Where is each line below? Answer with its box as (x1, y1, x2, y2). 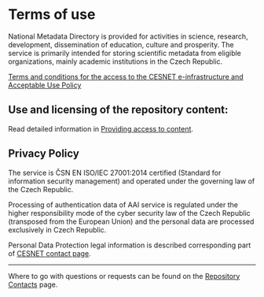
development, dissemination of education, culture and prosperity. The (8, 39, 234, 49)
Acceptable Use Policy (8, 80, 82, 90)
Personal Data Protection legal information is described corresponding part (8, 240, 251, 250)
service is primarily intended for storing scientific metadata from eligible (8, 48, 242, 58)
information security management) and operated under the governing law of (8, 176, 255, 186)
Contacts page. (8, 280, 58, 289)
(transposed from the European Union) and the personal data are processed (8, 217, 255, 226)
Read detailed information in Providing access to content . (8, 124, 194, 133)
